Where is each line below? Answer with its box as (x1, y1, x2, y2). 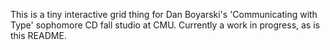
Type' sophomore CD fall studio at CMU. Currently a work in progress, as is (10, 19, 320, 31)
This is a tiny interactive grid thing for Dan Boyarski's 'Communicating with (10, 9, 318, 20)
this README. (10, 30, 67, 41)
